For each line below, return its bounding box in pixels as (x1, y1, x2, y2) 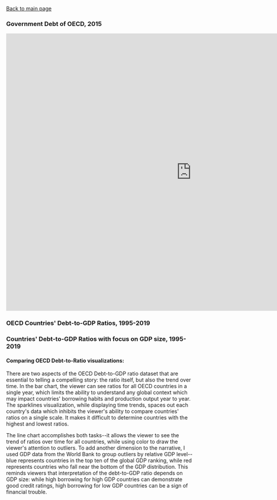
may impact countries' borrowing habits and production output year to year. (6, 395, 191, 402)
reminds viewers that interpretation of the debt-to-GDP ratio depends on (6, 470, 183, 477)
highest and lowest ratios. (6, 420, 69, 428)
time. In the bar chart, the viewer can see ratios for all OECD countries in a (6, 383, 188, 390)
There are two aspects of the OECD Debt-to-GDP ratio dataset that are (6, 370, 179, 378)
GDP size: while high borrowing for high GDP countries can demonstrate (6, 476, 182, 483)
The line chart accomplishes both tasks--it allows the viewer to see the (6, 432, 179, 439)
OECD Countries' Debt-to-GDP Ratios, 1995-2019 (6, 319, 150, 327)
